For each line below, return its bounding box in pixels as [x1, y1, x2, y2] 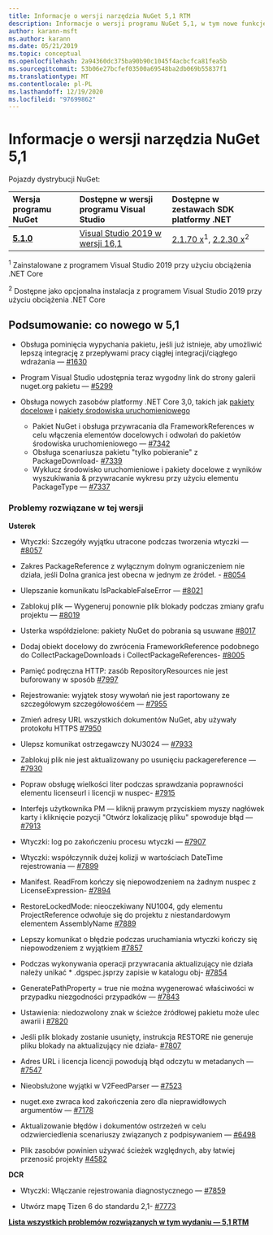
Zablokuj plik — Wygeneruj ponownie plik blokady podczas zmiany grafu [19, 601, 264, 611]
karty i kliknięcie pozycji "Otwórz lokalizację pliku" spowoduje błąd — [19, 812, 253, 822]
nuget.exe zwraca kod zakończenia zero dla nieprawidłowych [19, 1096, 227, 1106]
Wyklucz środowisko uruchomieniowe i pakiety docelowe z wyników [32, 465, 262, 474]
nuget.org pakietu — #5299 [19, 382, 114, 391]
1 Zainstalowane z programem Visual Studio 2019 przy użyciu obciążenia [8, 259, 252, 269]
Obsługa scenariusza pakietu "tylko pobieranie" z [32, 447, 199, 457]
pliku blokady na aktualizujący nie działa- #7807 [19, 1041, 181, 1050]
